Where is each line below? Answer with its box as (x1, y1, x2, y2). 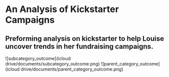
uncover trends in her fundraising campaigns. (5, 42, 154, 51)
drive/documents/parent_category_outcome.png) (21, 66, 123, 72)
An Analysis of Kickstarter (5, 4, 119, 15)
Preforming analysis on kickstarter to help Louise (5, 34, 164, 43)
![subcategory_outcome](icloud (5, 55, 71, 61)
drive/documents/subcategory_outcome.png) (5, 61, 100, 66)
